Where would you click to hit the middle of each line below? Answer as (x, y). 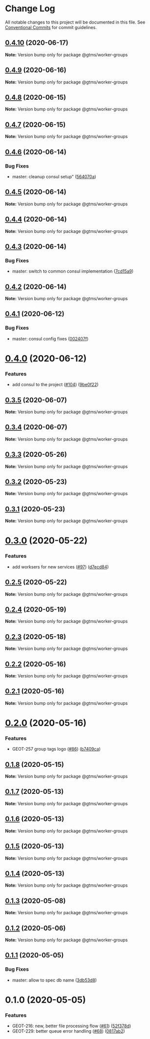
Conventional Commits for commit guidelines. (51, 27)
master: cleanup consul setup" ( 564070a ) (54, 176)
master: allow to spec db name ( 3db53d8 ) (54, 980)
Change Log (30, 9)
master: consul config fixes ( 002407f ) (50, 338)
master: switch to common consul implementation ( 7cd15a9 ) (73, 271)
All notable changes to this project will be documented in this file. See (75, 22)
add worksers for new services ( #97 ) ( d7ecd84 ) (60, 567)
